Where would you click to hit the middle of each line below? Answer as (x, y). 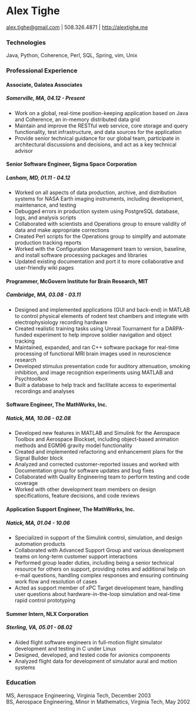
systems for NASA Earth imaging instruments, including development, (99, 199)
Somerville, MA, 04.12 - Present (46, 98)
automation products (40, 543)
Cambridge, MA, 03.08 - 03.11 (44, 295)
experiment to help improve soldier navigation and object (102, 335)
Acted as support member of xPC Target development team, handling (99, 588)
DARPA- (175, 328)
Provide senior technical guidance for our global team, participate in (97, 138)
